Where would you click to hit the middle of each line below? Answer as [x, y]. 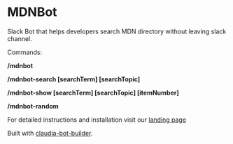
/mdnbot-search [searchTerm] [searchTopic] [74, 79]
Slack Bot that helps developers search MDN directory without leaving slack [117, 31]
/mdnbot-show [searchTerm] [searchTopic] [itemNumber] [93, 93]
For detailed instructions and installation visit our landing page [97, 120]
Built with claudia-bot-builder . [50, 133]
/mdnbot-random [33, 106]
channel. [20, 38]
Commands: [25, 52]
